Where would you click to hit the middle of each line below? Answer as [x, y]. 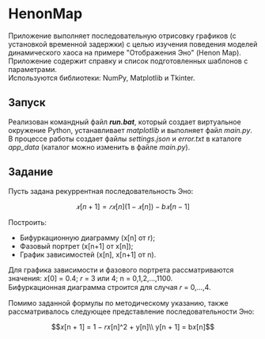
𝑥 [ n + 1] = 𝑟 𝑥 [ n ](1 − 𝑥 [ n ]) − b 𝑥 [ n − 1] [133, 206]
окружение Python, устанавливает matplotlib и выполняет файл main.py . [131, 130]
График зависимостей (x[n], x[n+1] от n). [88, 254]
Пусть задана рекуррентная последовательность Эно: [101, 191]
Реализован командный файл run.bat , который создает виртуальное [125, 122]
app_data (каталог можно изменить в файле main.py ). [99, 147]
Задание [31, 172]
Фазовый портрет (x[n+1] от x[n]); [76, 246]
